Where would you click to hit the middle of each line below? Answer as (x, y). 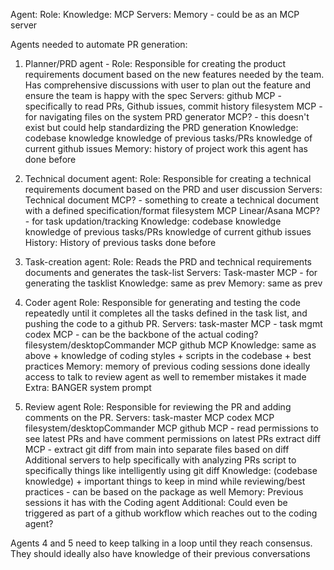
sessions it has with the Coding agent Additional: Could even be (156, 502)
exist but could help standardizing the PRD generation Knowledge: (161, 127)
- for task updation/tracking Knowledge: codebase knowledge (153, 221)
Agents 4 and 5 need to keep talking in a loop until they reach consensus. (161, 543)
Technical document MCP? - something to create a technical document (171, 200)
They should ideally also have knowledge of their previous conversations (160, 553)
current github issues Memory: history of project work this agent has (166, 148)
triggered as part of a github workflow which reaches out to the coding (171, 513)
